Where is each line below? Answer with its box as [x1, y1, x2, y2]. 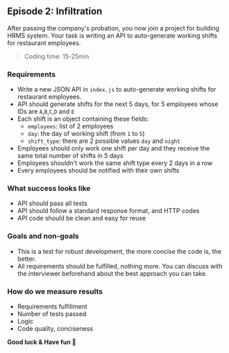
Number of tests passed [17, 310, 87, 318]
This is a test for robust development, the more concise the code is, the [17, 247, 222, 255]
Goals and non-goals [7, 232, 79, 241]
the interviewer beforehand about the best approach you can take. [17, 269, 207, 277]
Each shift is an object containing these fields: [17, 114, 149, 123]
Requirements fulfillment [17, 302, 88, 311]
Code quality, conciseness [17, 325, 94, 332]
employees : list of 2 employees [27, 122, 114, 130]
